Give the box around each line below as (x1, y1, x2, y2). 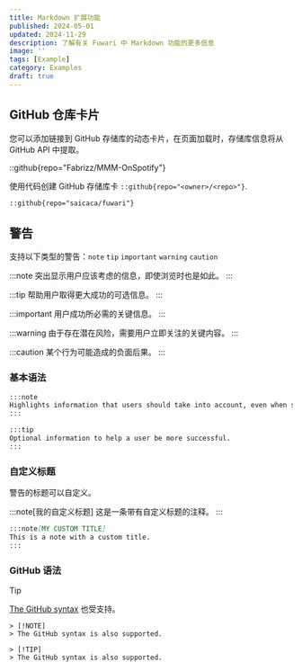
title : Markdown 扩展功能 (9, 13, 102, 22)
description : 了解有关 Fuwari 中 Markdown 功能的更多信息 (9, 38, 215, 48)
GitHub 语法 (9, 564, 62, 577)
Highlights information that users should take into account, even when (9, 401, 288, 410)
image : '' (9, 47, 47, 56)
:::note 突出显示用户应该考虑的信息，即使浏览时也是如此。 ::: (9, 271, 234, 282)
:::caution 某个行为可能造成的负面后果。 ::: (9, 347, 165, 358)
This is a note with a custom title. (9, 532, 151, 541)
